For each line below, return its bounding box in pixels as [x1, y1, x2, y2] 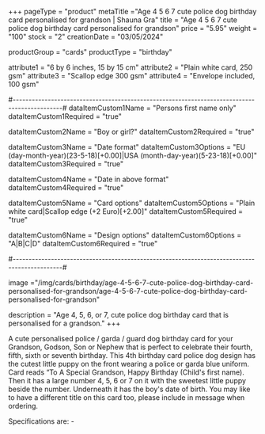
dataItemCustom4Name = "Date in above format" [8, 174, 169, 184]
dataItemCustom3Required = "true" [8, 159, 124, 169]
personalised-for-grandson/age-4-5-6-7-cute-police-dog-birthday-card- [8, 287, 248, 295]
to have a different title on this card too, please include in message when [8, 393, 245, 402]
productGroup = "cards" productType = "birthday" [8, 48, 172, 56]
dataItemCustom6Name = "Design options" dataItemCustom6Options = [8, 230, 242, 240]
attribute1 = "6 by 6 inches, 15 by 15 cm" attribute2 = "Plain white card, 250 [8, 63, 253, 72]
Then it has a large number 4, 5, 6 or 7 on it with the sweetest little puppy [8, 376, 247, 385]
